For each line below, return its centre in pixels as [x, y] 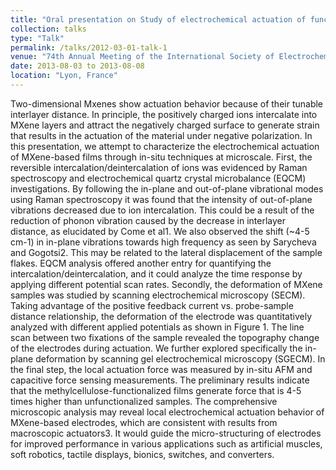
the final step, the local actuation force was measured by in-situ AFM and [161, 369]
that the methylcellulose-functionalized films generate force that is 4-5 [156, 390]
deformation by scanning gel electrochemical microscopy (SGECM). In [180, 358]
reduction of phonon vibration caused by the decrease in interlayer [148, 220]
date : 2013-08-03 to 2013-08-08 [77, 66]
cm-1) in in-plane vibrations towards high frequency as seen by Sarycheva [163, 242]
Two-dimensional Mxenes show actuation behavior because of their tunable [167, 103]
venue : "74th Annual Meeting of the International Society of [142, 57]
